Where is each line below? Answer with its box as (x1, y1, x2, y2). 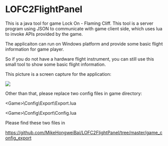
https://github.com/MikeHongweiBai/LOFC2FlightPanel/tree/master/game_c (5, 129, 163, 135)
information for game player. (5, 46, 65, 52)
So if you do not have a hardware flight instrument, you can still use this (5, 56, 154, 62)
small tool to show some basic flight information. (5, 61, 106, 67)
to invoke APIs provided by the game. (5, 31, 83, 37)
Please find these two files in (5, 120, 66, 126)
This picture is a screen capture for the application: (5, 71, 111, 77)
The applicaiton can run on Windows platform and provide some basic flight (5, 40, 163, 46)
